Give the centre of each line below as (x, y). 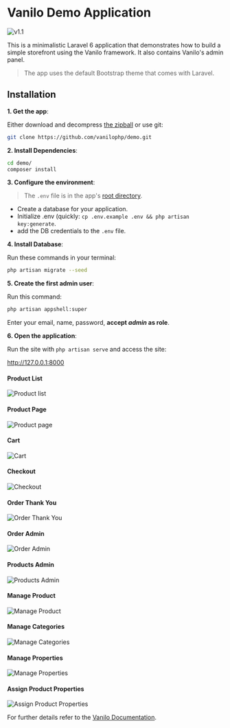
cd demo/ (20, 163)
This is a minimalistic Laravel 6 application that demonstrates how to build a (114, 45)
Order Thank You (32, 502)
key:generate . (36, 224)
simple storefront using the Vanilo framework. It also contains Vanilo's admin (115, 52)
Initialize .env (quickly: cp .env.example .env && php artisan (103, 216)
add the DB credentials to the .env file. (71, 231)
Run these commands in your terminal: (62, 258)
